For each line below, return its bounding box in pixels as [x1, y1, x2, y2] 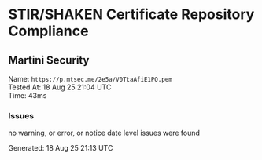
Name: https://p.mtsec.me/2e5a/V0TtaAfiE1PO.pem [8, 75, 173, 83]
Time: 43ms [8, 91, 47, 100]
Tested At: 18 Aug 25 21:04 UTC [8, 82, 112, 92]
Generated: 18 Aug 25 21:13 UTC [8, 144, 113, 153]
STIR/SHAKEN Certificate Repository [8, 5, 255, 24]
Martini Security [8, 53, 90, 67]
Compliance [8, 22, 89, 40]
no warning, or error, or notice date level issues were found [8, 128, 201, 138]
